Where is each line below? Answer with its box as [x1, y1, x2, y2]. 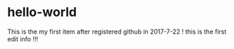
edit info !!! [7, 34, 39, 43]
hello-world [7, 4, 78, 20]
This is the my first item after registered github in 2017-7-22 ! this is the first [7, 27, 227, 36]
